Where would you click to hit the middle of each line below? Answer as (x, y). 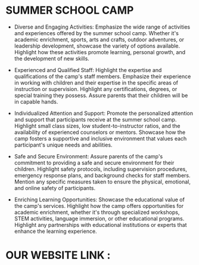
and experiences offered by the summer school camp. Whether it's (97, 33)
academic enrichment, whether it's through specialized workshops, (97, 212)
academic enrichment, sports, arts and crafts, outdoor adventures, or (99, 39)
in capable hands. (36, 101)
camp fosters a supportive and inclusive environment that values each (100, 138)
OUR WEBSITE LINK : (58, 255)
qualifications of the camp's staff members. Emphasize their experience (102, 76)
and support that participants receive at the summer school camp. (95, 119)
